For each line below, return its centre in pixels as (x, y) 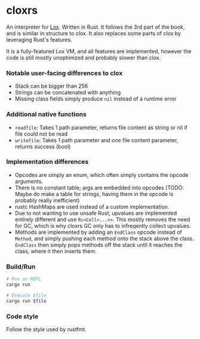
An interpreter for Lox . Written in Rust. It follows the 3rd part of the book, (96, 27)
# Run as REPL (24, 279)
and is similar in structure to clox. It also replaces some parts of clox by (93, 33)
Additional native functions (46, 114)
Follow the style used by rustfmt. (46, 329)
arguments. (29, 181)
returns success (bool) (43, 146)
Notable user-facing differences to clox (64, 73)
